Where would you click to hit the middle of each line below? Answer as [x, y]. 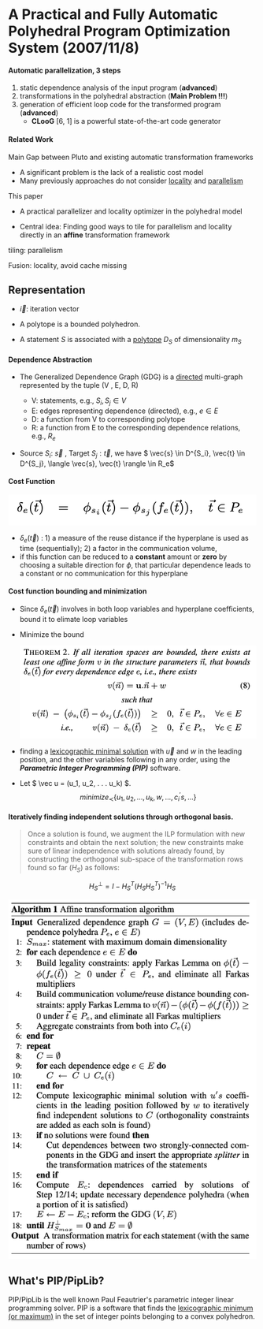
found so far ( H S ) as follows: [73, 869]
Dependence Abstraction [50, 359]
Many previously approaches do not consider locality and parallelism [131, 181]
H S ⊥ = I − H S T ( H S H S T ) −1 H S [132, 886]
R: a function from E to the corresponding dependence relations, [136, 428]
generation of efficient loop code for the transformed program [120, 105]
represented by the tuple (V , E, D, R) [79, 385]
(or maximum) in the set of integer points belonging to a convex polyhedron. [132, 1316]
